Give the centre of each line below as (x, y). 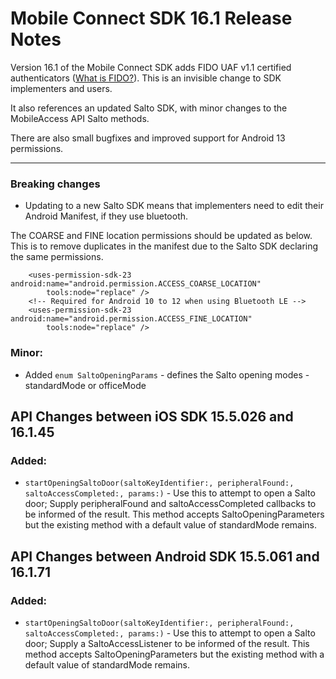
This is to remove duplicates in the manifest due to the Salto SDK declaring (164, 246)
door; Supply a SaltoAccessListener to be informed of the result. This (167, 643)
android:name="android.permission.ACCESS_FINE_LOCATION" (131, 319)
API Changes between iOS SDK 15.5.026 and (152, 416)
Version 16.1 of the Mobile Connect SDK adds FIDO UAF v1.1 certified (151, 67)
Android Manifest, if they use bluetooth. (106, 216)
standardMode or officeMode (85, 385)
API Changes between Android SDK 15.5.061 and (165, 556)
